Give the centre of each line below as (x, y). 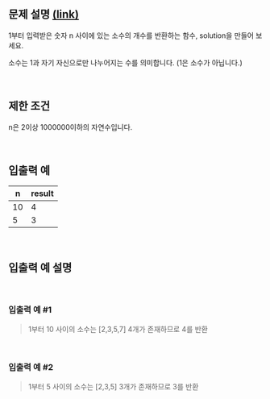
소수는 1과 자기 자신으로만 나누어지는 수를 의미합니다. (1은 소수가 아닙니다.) (126, 62)
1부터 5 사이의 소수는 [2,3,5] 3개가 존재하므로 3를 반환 (113, 386)
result (42, 193)
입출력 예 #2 (31, 368)
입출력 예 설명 (40, 267)
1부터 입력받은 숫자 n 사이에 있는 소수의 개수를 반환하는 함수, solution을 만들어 (131, 35)
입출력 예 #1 (30, 310)
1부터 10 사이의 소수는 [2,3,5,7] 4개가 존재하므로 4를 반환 (118, 329)
